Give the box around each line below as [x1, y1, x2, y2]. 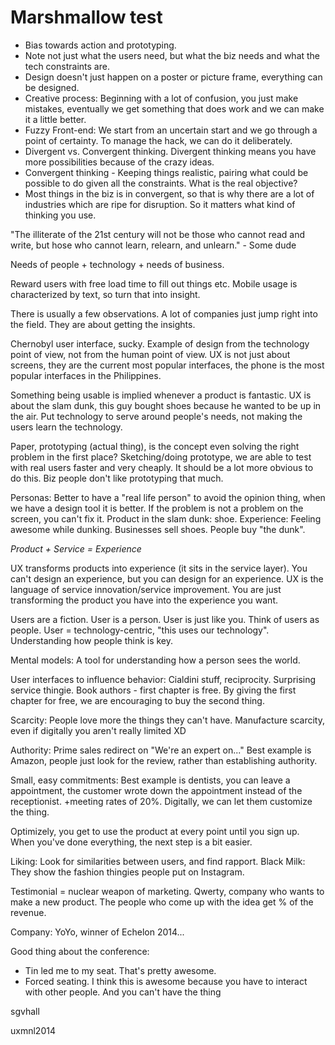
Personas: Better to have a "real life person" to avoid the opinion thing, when [10, 491, 326, 503]
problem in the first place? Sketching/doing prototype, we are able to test [10, 451, 312, 463]
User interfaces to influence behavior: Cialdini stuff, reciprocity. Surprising [10, 673, 317, 685]
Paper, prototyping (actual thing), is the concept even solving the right [10, 440, 300, 452]
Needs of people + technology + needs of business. [10, 258, 225, 270]
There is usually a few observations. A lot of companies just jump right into [10, 307, 318, 320]
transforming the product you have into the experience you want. [10, 594, 278, 606]
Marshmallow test [10, 6, 163, 29]
